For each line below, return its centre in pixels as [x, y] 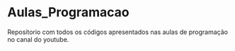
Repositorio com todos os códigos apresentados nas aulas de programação [118, 32]
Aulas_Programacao [68, 12]
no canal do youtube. [38, 39]
